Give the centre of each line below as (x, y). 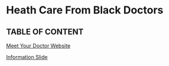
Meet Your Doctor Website (38, 46)
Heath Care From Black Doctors (85, 10)
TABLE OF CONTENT (45, 32)
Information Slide (27, 57)
